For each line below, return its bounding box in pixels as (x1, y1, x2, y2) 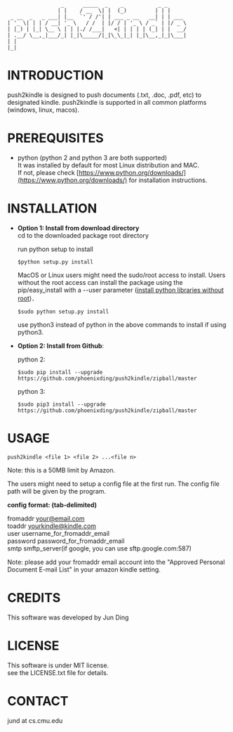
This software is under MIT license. (7, 661, 109, 669)
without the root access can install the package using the (17, 278, 183, 286)
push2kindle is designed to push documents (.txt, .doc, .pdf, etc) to (7, 90, 202, 99)
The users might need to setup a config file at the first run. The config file (7, 480, 220, 488)
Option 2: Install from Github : (17, 341, 104, 349)
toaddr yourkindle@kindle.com (7, 522, 97, 530)
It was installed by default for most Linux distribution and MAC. (17, 160, 200, 169)
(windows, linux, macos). (7, 105, 79, 114)
